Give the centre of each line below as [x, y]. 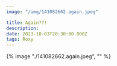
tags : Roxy [20, 40]
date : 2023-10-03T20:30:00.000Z [47, 34]
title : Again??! [27, 22]
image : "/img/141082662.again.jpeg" [52, 12]
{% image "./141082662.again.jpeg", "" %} [59, 56]
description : [23, 28]
